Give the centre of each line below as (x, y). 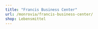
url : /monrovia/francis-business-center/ (49, 14)
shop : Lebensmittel (26, 19)
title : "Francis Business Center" (41, 10)
